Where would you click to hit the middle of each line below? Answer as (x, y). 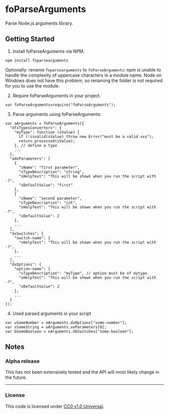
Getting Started (30, 39)
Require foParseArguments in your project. (57, 95)
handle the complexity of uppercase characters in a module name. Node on (83, 75)
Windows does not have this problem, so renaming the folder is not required (84, 80)
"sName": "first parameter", (49, 167)
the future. (16, 377)
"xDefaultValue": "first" (46, 185)
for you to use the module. (33, 86)
